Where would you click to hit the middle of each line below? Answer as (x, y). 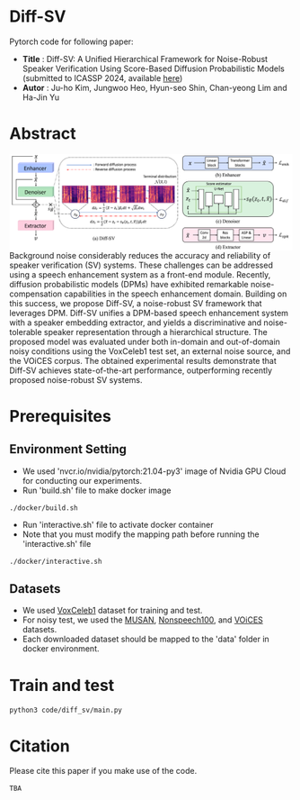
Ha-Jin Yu (41, 97)
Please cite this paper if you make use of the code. (103, 771)
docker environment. (61, 649)
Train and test (62, 685)
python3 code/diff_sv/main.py (66, 710)
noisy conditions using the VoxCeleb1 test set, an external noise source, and (150, 351)
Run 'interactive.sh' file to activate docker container (118, 524)
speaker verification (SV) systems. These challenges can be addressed (141, 265)
